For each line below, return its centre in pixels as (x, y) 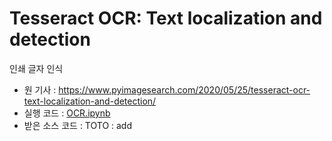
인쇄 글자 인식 (36, 68)
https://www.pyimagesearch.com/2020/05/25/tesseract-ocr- (184, 89)
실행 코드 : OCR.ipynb (67, 113)
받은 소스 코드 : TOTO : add (78, 125)
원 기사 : (40, 89)
